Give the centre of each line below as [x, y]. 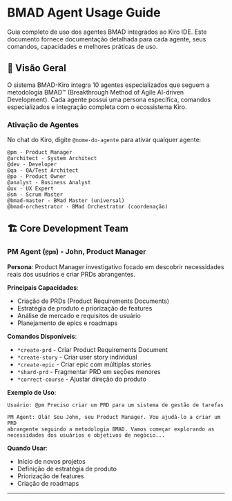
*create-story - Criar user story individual [77, 357]
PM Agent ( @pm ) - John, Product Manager [77, 252]
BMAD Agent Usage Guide [84, 13]
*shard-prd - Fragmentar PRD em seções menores [89, 371]
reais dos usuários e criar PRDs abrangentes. [71, 274]
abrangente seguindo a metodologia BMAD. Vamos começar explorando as [111, 429]
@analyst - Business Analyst [49, 183]
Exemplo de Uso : [32, 392]
